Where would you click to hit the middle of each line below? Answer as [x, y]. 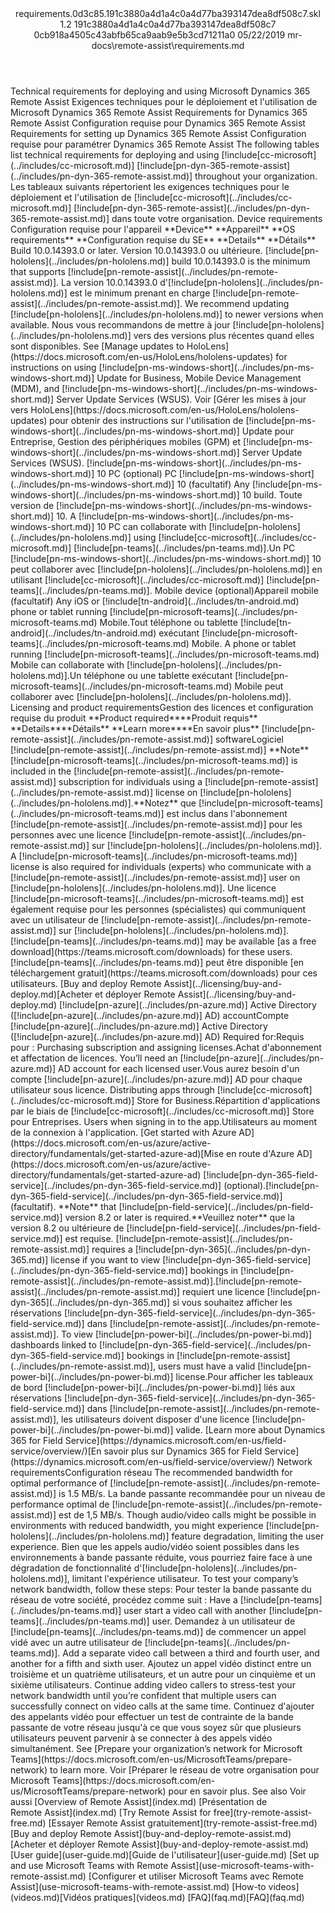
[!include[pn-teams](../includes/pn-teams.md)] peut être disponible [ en [157, 962]
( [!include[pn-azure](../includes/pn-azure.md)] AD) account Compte [150, 1015]
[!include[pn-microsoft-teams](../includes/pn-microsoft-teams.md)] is [154, 760]
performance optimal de [60, 1504]
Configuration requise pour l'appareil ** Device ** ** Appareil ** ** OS [153, 229]
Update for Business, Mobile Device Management [199, 378]
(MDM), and [35, 388]
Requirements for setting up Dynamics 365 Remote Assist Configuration [158, 133]
